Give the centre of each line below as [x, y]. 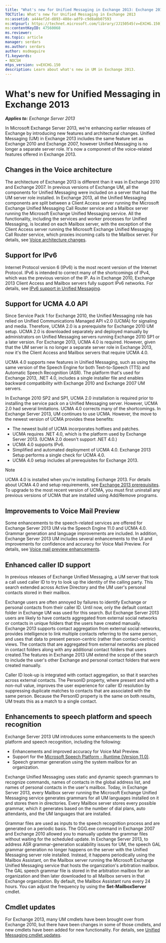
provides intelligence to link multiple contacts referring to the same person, [82, 634]
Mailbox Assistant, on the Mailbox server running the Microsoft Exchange [80, 860]
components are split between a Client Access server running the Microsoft [82, 203]
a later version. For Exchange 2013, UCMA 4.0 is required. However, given [80, 342]
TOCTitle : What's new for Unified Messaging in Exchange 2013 [70, 14]
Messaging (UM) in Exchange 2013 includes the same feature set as [74, 138]
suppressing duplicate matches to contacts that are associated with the [78, 691]
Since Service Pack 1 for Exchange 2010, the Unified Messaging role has [79, 316]
